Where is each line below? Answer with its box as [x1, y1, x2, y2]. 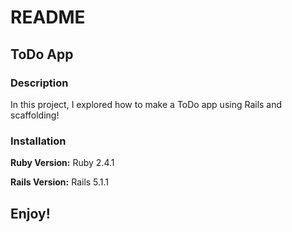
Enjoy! [10, 205, 51, 222]
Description [10, 76, 69, 90]
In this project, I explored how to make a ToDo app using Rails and [10, 98, 283, 110]
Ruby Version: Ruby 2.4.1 [10, 157, 115, 169]
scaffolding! [10, 109, 60, 121]
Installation [10, 134, 67, 148]
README [10, 6, 86, 29]
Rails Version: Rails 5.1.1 [10, 176, 110, 188]
